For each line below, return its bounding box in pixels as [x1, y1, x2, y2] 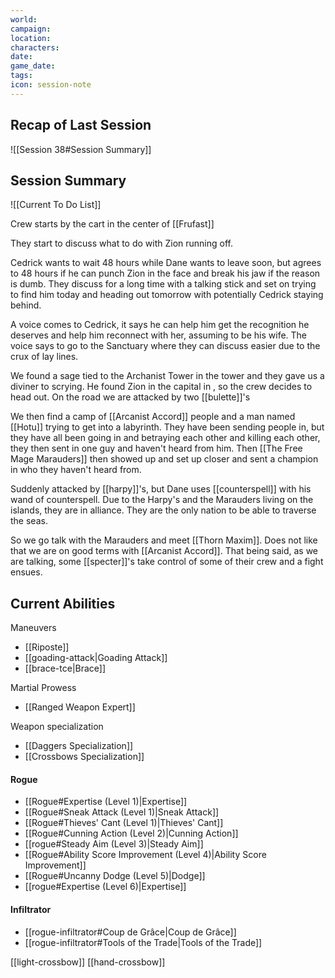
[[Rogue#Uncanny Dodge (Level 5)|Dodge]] [24, 870, 206, 882]
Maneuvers [10, 622, 57, 634]
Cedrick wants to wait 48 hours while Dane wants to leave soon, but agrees [10, 257, 322, 269]
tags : [10, 71, 33, 81]
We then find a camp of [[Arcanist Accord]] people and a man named [10, 411, 296, 423]
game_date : [10, 61, 56, 71]
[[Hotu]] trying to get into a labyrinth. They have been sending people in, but [10, 421, 325, 433]
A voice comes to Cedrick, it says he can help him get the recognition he [10, 319, 310, 331]
